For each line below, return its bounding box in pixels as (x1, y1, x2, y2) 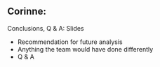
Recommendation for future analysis (17, 38, 123, 46)
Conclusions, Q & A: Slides (7, 24, 84, 32)
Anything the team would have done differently (17, 45, 154, 53)
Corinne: (7, 6, 47, 17)
